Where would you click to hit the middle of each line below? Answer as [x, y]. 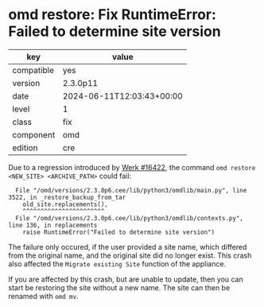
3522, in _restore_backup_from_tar [67, 197]
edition [25, 147]
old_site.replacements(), [66, 204]
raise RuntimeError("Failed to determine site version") [119, 232]
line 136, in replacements [53, 225]
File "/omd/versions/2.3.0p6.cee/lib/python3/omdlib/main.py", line [131, 190]
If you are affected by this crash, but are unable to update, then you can [126, 279]
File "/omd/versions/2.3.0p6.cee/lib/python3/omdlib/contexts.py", [130, 218]
